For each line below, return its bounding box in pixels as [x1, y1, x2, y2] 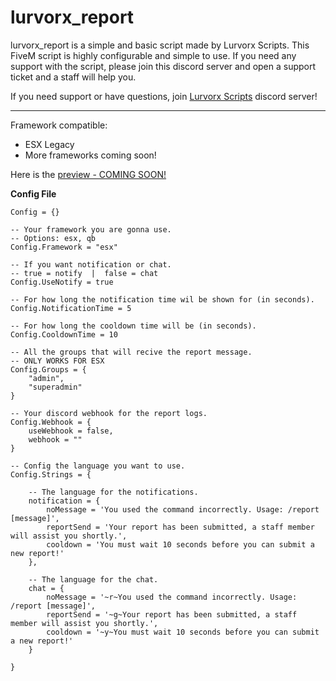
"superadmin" [28, 382, 83, 392]
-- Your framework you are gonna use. [10, 224, 172, 235]
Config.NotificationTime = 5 [10, 303, 132, 313]
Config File [10, 187, 57, 200]
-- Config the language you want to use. [10, 461, 186, 471]
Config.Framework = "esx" [10, 242, 118, 252]
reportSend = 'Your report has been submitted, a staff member [46, 522, 315, 532]
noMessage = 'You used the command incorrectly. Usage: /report [46, 504, 320, 515]
